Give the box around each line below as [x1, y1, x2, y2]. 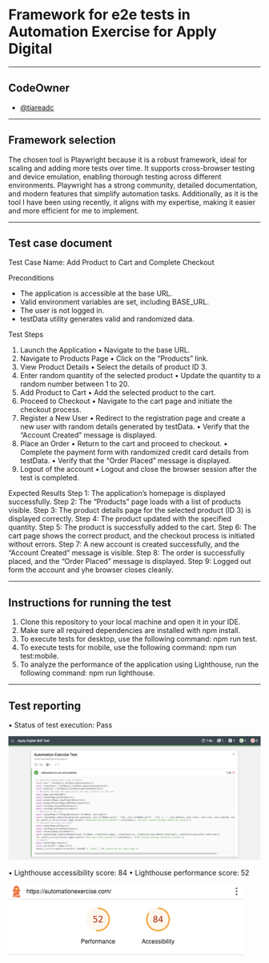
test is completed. [19, 473, 80, 482]
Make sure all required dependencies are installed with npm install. [19, 626, 241, 635]
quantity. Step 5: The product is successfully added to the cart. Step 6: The [8, 522, 257, 532]
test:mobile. [19, 651, 59, 661]
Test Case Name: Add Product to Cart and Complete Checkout [8, 258, 215, 268]
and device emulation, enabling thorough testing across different [8, 171, 222, 181]
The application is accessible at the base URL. [19, 288, 173, 298]
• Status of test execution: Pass [8, 720, 113, 730]
